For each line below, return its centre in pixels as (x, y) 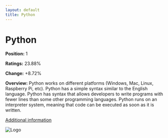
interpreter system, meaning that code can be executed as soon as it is (80, 105)
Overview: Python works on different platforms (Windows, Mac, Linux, (79, 83)
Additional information (29, 120)
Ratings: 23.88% (23, 63)
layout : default (22, 10)
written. (13, 110)
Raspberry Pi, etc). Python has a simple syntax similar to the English (76, 89)
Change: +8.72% (23, 74)
